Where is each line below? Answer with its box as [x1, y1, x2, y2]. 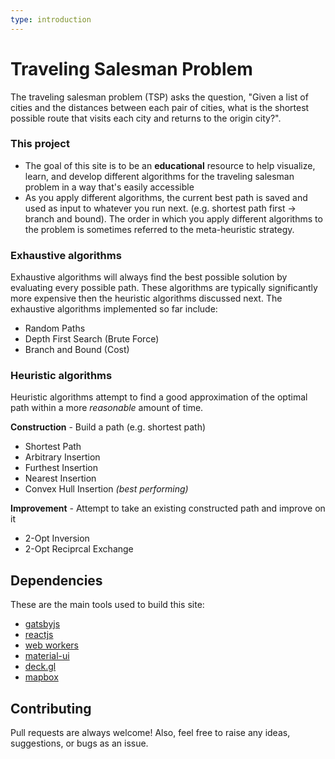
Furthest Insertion [24, 462, 98, 474]
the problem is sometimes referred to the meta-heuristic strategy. [24, 223, 295, 235]
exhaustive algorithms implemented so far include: [10, 303, 218, 315]
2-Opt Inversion [24, 532, 90, 545]
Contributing [10, 700, 92, 717]
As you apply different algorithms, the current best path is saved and [24, 191, 308, 203]
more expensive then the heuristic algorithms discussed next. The [10, 292, 283, 305]
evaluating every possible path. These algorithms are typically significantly [10, 282, 318, 294]
